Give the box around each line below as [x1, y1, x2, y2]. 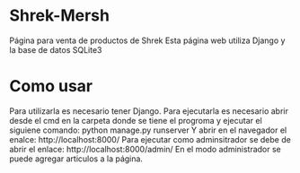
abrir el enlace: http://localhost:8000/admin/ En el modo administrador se [9, 143, 281, 154]
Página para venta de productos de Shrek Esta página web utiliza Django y [9, 35, 286, 46]
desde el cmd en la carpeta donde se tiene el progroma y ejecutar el [9, 115, 262, 125]
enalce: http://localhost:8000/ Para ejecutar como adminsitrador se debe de [9, 134, 292, 144]
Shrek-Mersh [9, 5, 110, 26]
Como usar [9, 76, 93, 97]
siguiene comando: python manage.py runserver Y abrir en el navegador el [9, 125, 287, 135]
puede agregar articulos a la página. [9, 153, 144, 164]
